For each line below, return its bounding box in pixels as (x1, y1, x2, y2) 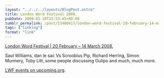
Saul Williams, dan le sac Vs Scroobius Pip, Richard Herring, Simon (5, 53, 140, 58)
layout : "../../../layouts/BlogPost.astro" (5, 7, 95, 12)
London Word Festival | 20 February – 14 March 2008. (5, 43, 114, 49)
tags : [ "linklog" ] (5, 25, 42, 30)
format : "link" (5, 30, 36, 35)
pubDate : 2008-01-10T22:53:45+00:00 (5, 16, 80, 21)
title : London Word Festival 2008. (5, 12, 78, 17)
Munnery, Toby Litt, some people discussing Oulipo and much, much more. (5, 58, 156, 63)
